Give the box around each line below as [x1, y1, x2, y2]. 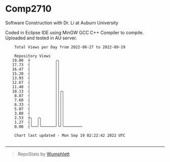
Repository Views [14, 53, 51, 59]
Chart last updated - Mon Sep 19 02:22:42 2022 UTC [14, 133, 125, 138]
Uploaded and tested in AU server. [5, 35, 77, 41]
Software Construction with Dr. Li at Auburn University [5, 20, 119, 26]
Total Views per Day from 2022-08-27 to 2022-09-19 [14, 44, 125, 49]
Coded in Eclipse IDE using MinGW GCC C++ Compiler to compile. [5, 29, 144, 35]
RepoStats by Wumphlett [17, 151, 70, 157]
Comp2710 [5, 3, 52, 15]
